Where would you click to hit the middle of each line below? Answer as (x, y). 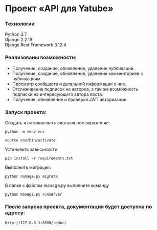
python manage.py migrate (31, 177)
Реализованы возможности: (41, 58)
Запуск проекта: (26, 112)
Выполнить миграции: (28, 167)
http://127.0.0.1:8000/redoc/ (36, 223)
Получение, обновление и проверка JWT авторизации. (70, 99)
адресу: (15, 213)
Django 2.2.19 (19, 40)
